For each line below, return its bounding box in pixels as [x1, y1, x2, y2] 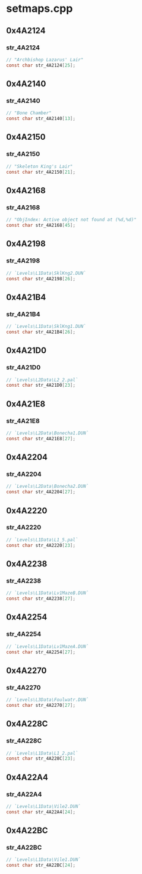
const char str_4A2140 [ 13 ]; [6, 115, 76, 122]
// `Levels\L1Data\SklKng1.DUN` [6, 324, 86, 330]
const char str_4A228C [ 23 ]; [6, 756, 76, 762]
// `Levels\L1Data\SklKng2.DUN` [6, 270, 86, 276]
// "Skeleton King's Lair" [6, 163, 73, 170]
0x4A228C [6, 719, 48, 729]
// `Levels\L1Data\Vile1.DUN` [6, 857, 81, 863]
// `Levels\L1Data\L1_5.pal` [6, 537, 78, 543]
